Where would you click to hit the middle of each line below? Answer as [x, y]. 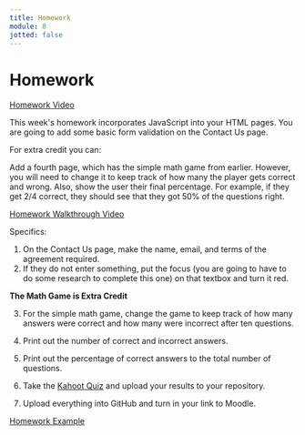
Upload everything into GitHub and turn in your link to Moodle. [139, 404]
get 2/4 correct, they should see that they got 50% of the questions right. [147, 197]
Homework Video [42, 105]
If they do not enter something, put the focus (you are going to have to [154, 268]
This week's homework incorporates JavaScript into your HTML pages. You [151, 123]
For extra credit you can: [56, 150]
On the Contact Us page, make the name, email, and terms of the [144, 249]
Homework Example [47, 421]
